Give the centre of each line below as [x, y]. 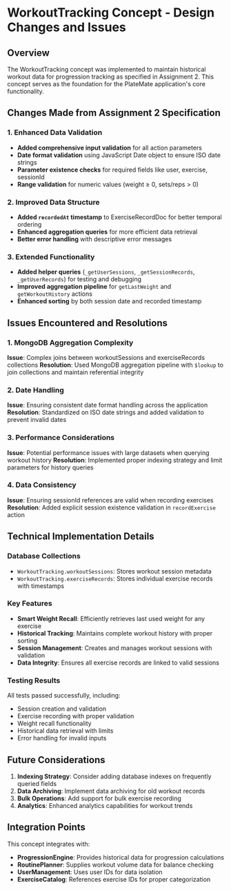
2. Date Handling [36, 390]
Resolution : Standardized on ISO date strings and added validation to [106, 412]
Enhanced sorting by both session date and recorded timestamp [109, 301]
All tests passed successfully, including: [64, 696]
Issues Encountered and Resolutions [87, 323]
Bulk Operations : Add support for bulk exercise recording [99, 798]
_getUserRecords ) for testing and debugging [79, 279]
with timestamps [40, 586]
